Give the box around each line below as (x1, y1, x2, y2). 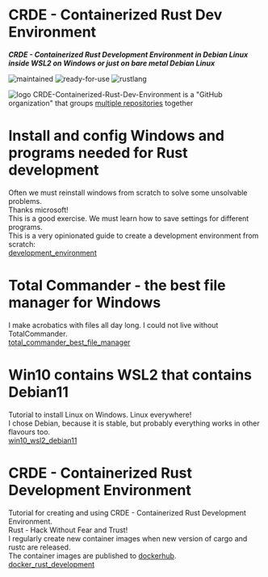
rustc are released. (8, 542, 71, 552)
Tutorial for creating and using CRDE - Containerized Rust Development (8, 507, 246, 517)
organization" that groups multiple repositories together (8, 98, 194, 108)
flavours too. (8, 426, 51, 436)
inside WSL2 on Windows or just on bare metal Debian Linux (8, 58, 216, 68)
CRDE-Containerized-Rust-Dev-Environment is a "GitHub (32, 89, 224, 99)
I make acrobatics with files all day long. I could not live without (8, 320, 219, 329)
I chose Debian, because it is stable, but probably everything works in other (8, 418, 260, 428)
